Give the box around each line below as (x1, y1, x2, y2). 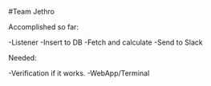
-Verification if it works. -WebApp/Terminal (8, 68, 150, 78)
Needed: (8, 53, 38, 62)
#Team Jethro (8, 7, 55, 16)
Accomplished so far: (8, 22, 79, 31)
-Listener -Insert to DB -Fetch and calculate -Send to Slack (8, 37, 203, 47)
